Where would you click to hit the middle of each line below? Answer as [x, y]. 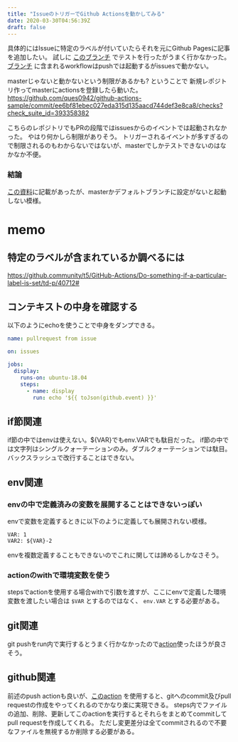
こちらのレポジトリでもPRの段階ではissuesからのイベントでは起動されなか [117, 128]
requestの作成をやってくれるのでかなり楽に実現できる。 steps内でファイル [117, 704]
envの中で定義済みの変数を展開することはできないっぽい [105, 504]
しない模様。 [26, 201]
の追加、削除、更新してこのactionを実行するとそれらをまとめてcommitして [117, 714]
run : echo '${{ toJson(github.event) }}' [95, 398]
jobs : [15, 365]
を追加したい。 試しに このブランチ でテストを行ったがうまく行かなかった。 [119, 57]
